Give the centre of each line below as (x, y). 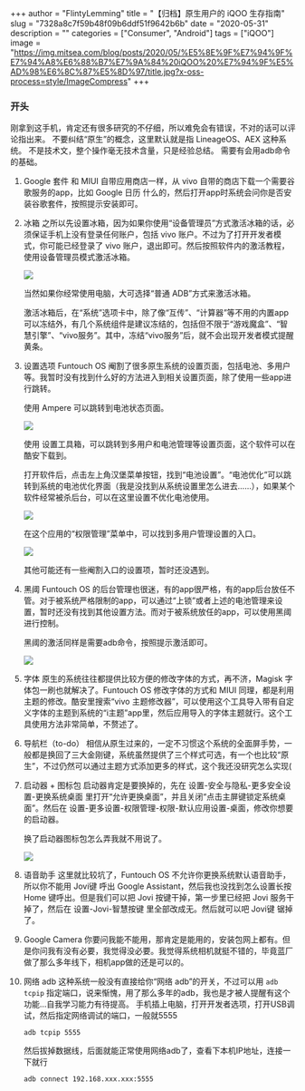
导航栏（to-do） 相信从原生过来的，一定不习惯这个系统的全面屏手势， (153, 744)
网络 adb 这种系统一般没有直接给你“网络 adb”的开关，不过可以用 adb (151, 981)
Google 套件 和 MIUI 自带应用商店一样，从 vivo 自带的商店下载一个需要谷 (159, 181)
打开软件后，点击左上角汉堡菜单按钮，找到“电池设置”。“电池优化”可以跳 (157, 475)
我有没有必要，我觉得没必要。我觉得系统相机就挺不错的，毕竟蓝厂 (170, 951)
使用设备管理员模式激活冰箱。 (79, 258)
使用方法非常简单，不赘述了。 (87, 725)
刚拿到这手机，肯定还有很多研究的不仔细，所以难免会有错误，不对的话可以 (149, 128)
